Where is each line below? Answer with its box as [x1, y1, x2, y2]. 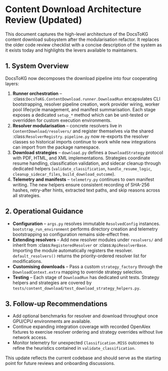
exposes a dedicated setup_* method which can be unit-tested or [12, 112, 149, 118]
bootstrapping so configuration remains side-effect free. [12, 231, 130, 237]
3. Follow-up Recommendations [5, 299, 107, 308]
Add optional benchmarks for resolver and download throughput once [12, 313, 158, 319]
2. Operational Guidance [5, 207, 84, 216]
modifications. [12, 258, 43, 264]
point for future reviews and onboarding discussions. [5, 360, 115, 366]
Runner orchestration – [12, 90, 62, 97]
